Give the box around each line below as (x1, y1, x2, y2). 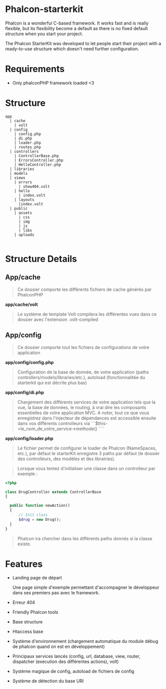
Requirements (5, 64, 65, 75)
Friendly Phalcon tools (12, 609, 58, 615)
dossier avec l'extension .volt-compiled (17, 316, 99, 322)
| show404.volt (18, 184, 50, 189)
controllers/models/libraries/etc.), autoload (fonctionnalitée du (17, 374, 146, 380)
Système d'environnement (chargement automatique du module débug (12, 638, 159, 644)
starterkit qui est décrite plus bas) (17, 380, 87, 386)
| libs (18, 228, 32, 233)
